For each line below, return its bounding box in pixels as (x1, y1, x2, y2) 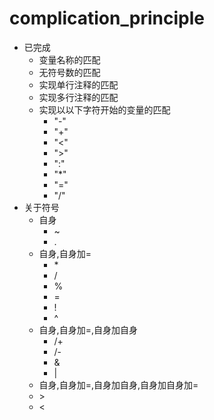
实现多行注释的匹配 (38, 91, 119, 103)
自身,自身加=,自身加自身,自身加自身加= (38, 378, 199, 391)
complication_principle (9, 7, 205, 30)
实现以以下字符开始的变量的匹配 (38, 103, 171, 116)
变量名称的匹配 (38, 53, 101, 66)
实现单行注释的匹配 (38, 78, 119, 91)
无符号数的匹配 (38, 66, 101, 78)
